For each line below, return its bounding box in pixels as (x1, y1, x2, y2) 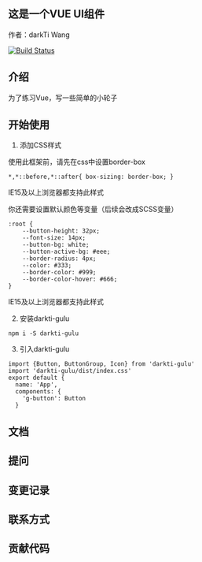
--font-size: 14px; (22, 234, 86, 242)
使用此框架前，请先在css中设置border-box (8, 157, 145, 167)
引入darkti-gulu (19, 344, 70, 354)
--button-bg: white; (22, 241, 90, 249)
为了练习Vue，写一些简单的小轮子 (8, 93, 118, 102)
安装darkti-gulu (19, 314, 70, 323)
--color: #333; (22, 262, 72, 270)
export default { (8, 374, 65, 382)
